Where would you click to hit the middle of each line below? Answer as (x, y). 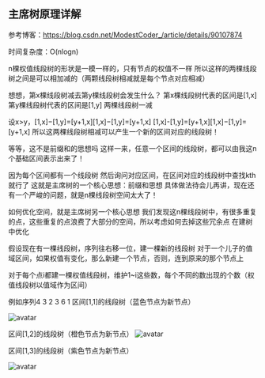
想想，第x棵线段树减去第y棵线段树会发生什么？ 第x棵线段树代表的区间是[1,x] (132, 95)
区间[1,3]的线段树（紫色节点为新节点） (71, 350)
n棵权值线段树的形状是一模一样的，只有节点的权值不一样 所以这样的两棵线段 (132, 68)
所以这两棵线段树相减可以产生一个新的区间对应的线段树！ (126, 131)
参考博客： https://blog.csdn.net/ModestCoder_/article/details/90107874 (125, 35)
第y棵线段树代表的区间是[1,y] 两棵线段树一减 (80, 104)
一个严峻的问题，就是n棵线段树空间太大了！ (86, 195)
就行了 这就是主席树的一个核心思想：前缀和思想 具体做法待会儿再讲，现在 (128, 185)
